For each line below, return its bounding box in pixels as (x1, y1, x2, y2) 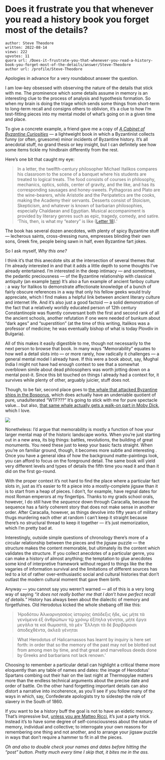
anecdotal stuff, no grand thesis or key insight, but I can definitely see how (5, 142, 157, 147)
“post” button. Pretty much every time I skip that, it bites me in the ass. (5, 749, 149, 755)
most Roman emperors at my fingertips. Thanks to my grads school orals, (5, 493, 154, 499)
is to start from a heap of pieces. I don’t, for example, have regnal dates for (5, 488, 157, 494)
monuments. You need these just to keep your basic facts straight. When (5, 442, 153, 448)
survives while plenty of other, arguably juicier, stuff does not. (5, 377, 131, 383)
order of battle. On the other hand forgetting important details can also (5, 683, 148, 688)
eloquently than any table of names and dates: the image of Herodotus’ (5, 667, 150, 673)
